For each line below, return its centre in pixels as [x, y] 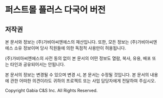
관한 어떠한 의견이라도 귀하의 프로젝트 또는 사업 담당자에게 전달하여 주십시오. [83, 81]
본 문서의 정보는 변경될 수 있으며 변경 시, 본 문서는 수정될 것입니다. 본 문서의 [77, 75]
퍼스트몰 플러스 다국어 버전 [55, 10]
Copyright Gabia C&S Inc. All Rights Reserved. [51, 90]
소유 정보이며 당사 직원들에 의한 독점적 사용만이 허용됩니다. [70, 48]
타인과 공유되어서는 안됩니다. [38, 64]
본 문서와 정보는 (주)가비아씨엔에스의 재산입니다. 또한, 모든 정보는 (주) [71, 42]
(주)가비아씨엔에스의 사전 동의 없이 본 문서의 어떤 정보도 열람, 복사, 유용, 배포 [78, 58]
